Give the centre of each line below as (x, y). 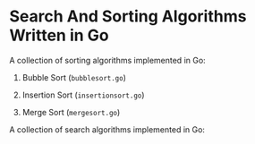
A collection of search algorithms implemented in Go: (107, 129)
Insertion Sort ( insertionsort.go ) (83, 95)
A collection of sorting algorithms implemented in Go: (107, 60)
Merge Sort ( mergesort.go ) (71, 112)
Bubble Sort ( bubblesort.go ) (74, 77)
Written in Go (59, 35)
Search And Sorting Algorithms (128, 17)
